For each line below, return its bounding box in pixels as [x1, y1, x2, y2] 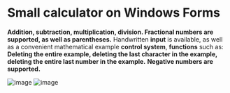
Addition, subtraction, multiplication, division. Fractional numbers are [7, 28, 214, 36]
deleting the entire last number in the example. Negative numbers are [7, 57, 213, 65]
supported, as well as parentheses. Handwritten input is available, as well [7, 35, 223, 43]
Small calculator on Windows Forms [7, 5, 220, 21]
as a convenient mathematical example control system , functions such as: [7, 42, 224, 51]
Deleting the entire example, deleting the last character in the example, [7, 50, 218, 58]
